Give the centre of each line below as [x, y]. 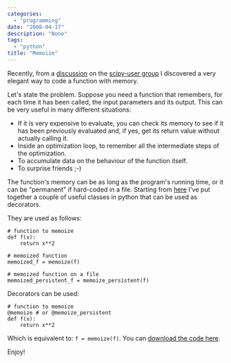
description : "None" [38, 34]
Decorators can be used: [43, 293]
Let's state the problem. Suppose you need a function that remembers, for [115, 94]
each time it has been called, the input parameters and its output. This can [115, 102]
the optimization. [42, 153]
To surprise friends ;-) [50, 168]
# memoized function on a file [53, 274]
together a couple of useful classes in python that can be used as [102, 197]
